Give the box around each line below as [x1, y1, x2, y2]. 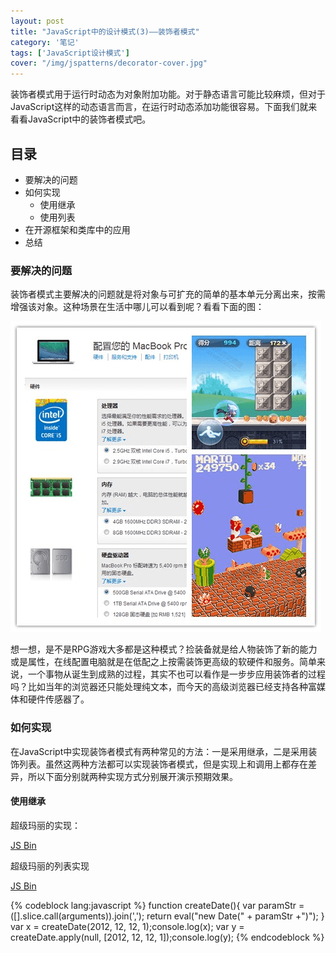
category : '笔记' [10, 37, 80, 47]
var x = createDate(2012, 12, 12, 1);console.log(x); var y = [10, 920, 245, 932]
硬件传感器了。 [27, 693, 90, 705]
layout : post [10, 16, 65, 26]
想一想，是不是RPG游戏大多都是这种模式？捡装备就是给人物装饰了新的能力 [10, 643, 318, 655]
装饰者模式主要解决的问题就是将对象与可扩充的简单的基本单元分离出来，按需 [10, 288, 326, 300]
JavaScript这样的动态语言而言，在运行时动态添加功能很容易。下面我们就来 [10, 101, 318, 113]
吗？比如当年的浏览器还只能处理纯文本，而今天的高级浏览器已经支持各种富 [10, 681, 317, 693]
